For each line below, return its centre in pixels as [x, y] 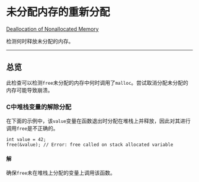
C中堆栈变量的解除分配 [39, 107]
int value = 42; [26, 140]
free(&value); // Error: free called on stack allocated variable [90, 145]
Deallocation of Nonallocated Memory [52, 29]
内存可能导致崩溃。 [30, 90]
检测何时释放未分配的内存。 [40, 41]
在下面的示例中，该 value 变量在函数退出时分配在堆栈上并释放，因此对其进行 [98, 121]
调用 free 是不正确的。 [32, 129]
